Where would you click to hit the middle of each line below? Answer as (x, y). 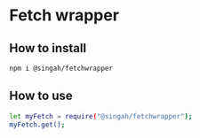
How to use (41, 96)
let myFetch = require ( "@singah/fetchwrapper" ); (101, 116)
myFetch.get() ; (37, 125)
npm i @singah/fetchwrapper (61, 68)
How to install (48, 48)
